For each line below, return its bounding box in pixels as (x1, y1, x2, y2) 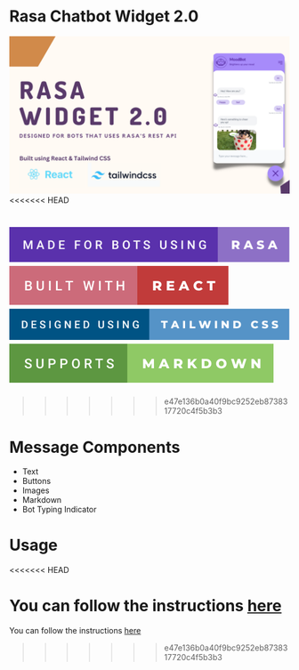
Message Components (9, 437, 181, 457)
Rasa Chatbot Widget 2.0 (9, 6, 199, 27)
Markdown (21, 495, 62, 505)
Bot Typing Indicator (21, 505, 97, 515)
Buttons (21, 476, 52, 487)
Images (21, 485, 50, 496)
